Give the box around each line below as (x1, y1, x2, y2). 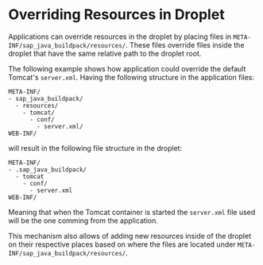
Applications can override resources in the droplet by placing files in (8, 32, 232, 41)
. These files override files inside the (126, 40, 245, 49)
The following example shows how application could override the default (8, 63, 246, 73)
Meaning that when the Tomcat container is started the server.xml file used (8, 207, 256, 217)
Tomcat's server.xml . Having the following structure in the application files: (8, 72, 255, 82)
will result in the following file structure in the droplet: (8, 143, 183, 152)
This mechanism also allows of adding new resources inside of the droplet (8, 231, 252, 240)
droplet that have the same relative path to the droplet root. (8, 48, 202, 58)
